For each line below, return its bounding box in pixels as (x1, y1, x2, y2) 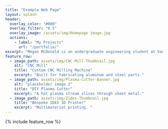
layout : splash (5, 12, 37, 17)
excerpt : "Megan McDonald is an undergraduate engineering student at (5, 49, 155, 54)
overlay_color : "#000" (9, 21, 57, 26)
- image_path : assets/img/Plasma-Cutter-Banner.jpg (9, 77, 120, 82)
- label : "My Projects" (14, 40, 64, 45)
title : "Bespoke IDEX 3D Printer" (14, 100, 86, 105)
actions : (9, 35, 28, 40)
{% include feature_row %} (5, 118, 61, 124)
